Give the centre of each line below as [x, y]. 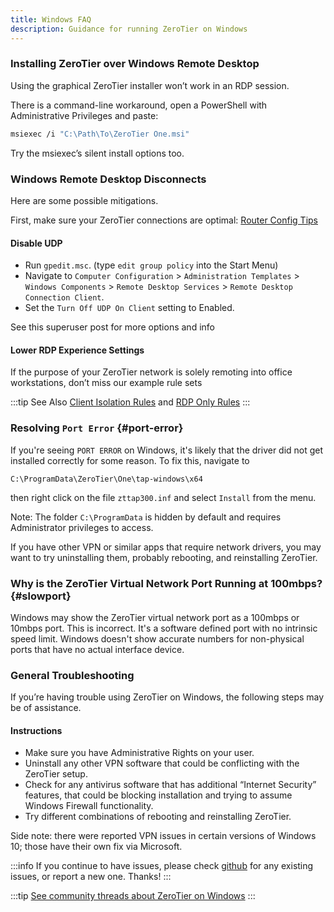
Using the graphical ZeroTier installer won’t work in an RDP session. [150, 85]
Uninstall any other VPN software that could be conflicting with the [162, 763]
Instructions [36, 730]
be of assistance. [46, 708]
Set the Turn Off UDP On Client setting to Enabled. [129, 308]
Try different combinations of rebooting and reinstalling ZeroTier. [158, 817]
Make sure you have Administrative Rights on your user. [139, 753]
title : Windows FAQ [51, 19]
